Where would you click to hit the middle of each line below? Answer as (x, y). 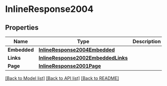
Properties (22, 28)
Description (147, 42)
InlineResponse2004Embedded (77, 50)
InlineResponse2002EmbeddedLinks (83, 58)
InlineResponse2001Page (70, 66)
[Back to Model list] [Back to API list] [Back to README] (62, 78)
